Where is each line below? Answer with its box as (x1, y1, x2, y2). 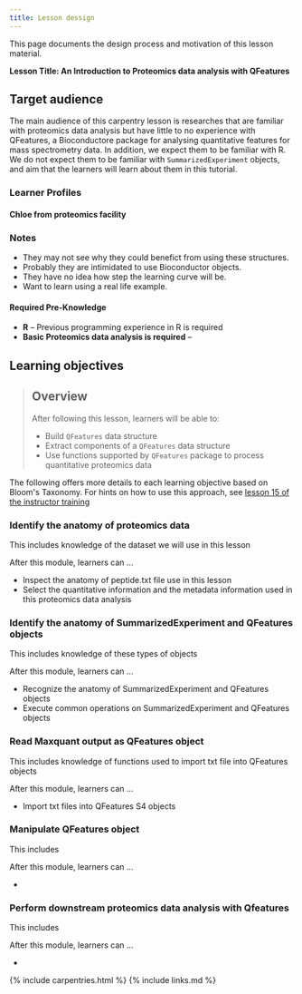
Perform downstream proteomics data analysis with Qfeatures (9, 901, 289, 914)
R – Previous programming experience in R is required (22, 322, 223, 333)
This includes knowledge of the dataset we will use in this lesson (9, 539, 251, 550)
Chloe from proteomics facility (9, 209, 127, 219)
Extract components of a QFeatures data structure (44, 440, 231, 451)
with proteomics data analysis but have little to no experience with (9, 125, 256, 136)
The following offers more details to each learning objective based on (9, 477, 269, 488)
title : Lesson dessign (9, 13, 95, 23)
